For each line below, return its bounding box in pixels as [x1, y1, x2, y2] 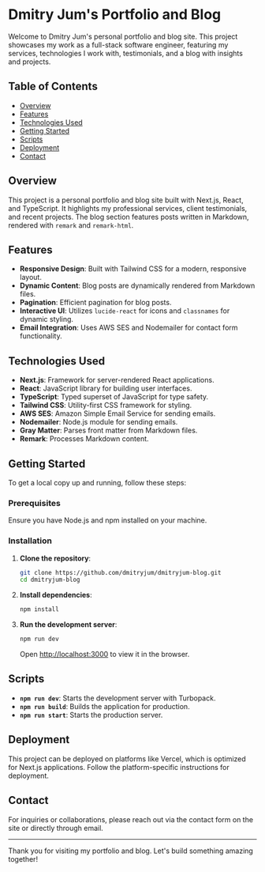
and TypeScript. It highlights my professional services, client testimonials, [8, 203, 248, 213]
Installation [8, 535, 53, 546]
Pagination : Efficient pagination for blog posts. [19, 298, 172, 308]
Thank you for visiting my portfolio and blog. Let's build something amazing [8, 846, 254, 855]
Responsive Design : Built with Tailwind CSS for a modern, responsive [19, 264, 247, 274]
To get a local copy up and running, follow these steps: [8, 478, 187, 487]
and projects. [8, 57, 51, 66]
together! [8, 854, 38, 863]
